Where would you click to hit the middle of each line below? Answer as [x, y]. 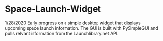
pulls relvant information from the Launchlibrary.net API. [62, 33]
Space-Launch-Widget [53, 9]
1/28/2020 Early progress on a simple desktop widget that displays [73, 23]
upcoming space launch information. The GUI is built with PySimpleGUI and [82, 28]
